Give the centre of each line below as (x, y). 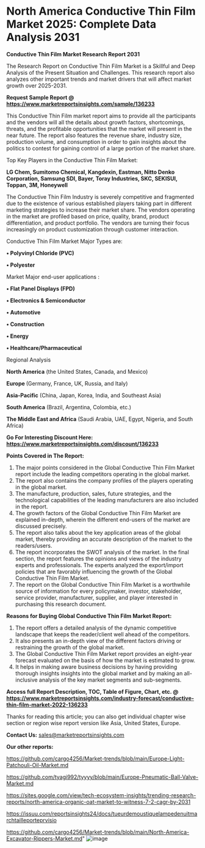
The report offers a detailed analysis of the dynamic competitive (96, 628)
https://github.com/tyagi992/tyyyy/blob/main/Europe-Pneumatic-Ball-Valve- (103, 777)
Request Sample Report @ (40, 97)
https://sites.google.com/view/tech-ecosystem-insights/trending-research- (101, 795)
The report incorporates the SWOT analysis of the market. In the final (102, 552)
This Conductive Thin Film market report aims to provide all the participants (101, 116)
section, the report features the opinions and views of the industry (98, 559)
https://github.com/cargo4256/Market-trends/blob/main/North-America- (98, 832)
